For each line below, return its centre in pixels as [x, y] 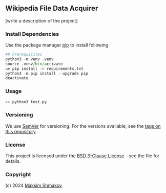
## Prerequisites [24, 55]
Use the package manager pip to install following [57, 45]
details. [13, 161]
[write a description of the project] [42, 20]
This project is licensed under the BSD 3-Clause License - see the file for [82, 156]
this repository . [21, 131]
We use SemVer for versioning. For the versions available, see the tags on [83, 126]
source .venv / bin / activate [34, 64]
